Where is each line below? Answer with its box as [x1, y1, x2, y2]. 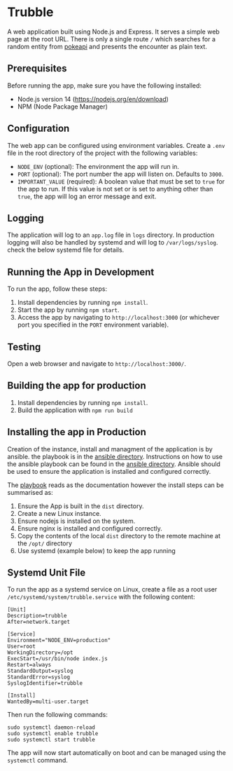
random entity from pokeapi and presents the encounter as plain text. [7, 42, 208, 50]
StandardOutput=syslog [7, 667, 73, 675]
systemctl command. [7, 756, 69, 765]
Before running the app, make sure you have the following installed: [7, 81, 202, 90]
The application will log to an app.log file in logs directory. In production [7, 231, 215, 239]
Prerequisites [7, 62, 67, 74]
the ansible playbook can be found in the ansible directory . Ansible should [7, 460, 220, 468]
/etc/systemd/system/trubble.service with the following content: [7, 593, 195, 601]
